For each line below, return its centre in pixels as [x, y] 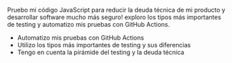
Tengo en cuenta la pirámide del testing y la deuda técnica [101, 52]
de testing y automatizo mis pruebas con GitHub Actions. [89, 24]
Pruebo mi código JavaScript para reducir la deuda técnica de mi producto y [116, 10]
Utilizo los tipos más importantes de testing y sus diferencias [104, 45]
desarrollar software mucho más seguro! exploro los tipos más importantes [114, 17]
